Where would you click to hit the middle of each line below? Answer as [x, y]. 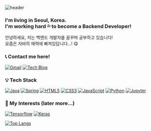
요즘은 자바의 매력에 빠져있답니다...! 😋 [42, 44]
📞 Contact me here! [28, 57]
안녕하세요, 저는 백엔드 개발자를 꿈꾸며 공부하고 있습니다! [59, 38]
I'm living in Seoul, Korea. [36, 20]
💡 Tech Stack [21, 80]
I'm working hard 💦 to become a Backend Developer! [68, 26]
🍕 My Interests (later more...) [40, 103]
